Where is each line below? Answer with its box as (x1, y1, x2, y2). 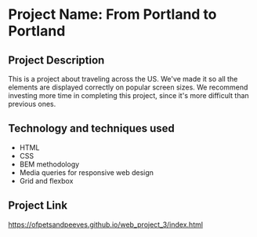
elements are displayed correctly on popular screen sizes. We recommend (8, 82, 248, 92)
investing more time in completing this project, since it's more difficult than (8, 91, 249, 100)
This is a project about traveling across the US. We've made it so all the (8, 75, 238, 83)
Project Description (8, 53, 105, 67)
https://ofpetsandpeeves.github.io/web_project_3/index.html (8, 220, 204, 229)
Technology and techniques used (8, 122, 175, 135)
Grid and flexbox (19, 176, 74, 185)
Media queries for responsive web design (19, 167, 154, 177)
